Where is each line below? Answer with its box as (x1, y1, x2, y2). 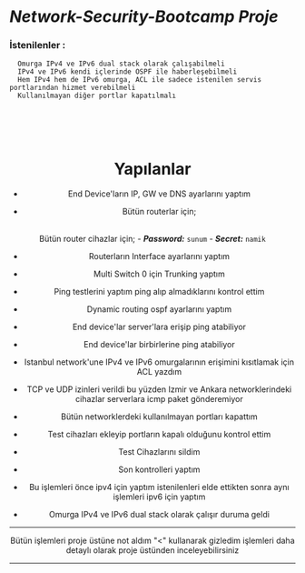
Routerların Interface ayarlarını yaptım (88, 251, 230, 262)
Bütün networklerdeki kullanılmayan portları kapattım (60, 411, 259, 422)
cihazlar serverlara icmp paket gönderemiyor (75, 394, 243, 405)
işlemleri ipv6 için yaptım (113, 491, 206, 502)
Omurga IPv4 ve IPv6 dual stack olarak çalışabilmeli (17, 59, 225, 69)
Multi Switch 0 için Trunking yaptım (93, 268, 225, 279)
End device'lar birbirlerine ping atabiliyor (83, 339, 236, 350)
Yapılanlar (113, 158, 192, 179)
